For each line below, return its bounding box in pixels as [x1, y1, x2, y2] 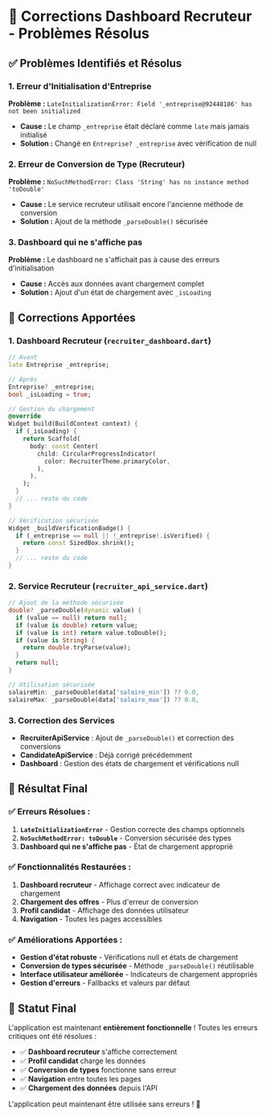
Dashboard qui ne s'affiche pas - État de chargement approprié [19, 841, 233, 851]
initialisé [19, 130, 48, 139]
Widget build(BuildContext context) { [8, 420, 138, 428]
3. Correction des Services [8, 715, 115, 726]
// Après [8, 375, 38, 383]
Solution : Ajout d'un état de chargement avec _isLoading [19, 287, 211, 297]
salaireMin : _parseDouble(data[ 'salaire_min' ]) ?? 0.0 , [8, 688, 199, 696]
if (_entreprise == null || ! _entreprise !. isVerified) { [15, 531, 211, 540]
